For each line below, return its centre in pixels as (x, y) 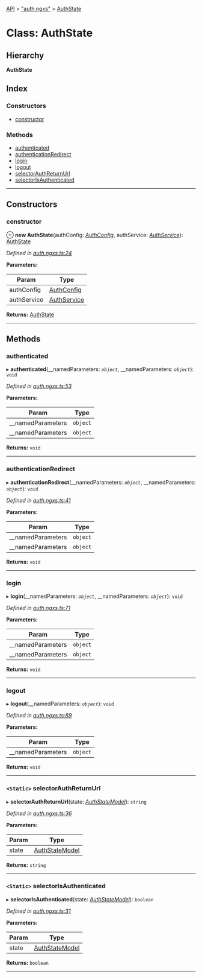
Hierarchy (25, 55)
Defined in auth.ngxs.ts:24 (39, 253)
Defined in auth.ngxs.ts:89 (39, 716)
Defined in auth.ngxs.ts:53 (39, 386)
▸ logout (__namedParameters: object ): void (60, 704)
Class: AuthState (50, 33)
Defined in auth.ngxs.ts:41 (38, 500)
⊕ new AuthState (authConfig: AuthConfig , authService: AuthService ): (95, 235)
